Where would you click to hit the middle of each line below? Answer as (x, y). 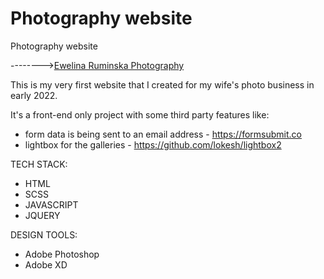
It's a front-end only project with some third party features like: (140, 114)
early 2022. (34, 95)
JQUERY (42, 215)
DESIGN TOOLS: (44, 234)
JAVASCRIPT (51, 204)
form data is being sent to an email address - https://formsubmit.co (163, 134)
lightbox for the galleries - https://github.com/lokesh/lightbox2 (153, 144)
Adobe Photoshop (62, 254)
